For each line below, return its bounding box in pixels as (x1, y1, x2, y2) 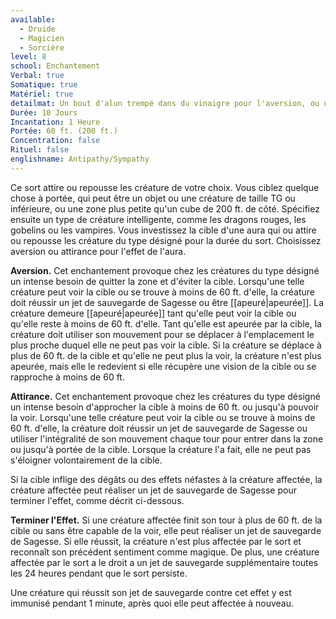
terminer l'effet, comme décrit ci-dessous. (10, 494, 185, 506)
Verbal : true (10, 71, 65, 81)
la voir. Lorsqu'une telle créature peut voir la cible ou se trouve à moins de (10, 411, 316, 423)
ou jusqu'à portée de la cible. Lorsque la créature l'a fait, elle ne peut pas (10, 443, 312, 455)
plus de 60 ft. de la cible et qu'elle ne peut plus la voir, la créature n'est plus (10, 349, 322, 361)
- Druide (19, 24, 56, 34)
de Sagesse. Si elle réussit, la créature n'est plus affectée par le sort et (10, 535, 302, 547)
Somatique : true (10, 80, 78, 90)
